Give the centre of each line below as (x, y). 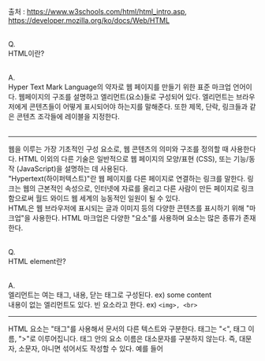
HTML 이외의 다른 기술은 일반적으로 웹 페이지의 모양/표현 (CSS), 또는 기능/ (134, 159)
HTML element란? (37, 261)
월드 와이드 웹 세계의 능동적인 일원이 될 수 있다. (108, 198)
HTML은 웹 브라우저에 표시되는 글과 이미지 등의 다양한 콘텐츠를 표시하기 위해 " (129, 208)
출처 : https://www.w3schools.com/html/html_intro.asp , (98, 11)
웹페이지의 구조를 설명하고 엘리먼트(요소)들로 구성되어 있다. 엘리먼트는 (126, 97)
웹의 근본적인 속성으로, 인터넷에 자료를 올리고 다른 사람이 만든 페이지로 (131, 188)
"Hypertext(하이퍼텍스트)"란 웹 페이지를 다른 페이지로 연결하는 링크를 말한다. (127, 179)
